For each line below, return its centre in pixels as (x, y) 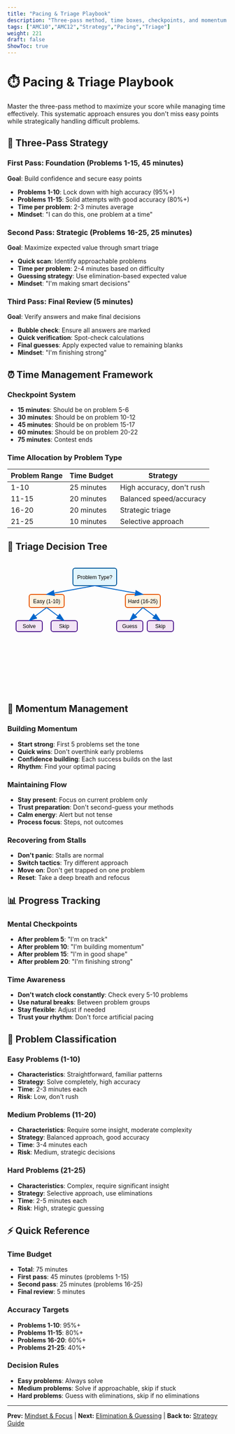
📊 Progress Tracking (54, 901)
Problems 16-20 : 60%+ (51, 1340)
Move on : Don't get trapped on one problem (81, 870)
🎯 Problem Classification (62, 1039)
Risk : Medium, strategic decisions (66, 1152)
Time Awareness (36, 979)
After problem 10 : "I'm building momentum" (81, 946)
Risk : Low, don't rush (48, 1096)
